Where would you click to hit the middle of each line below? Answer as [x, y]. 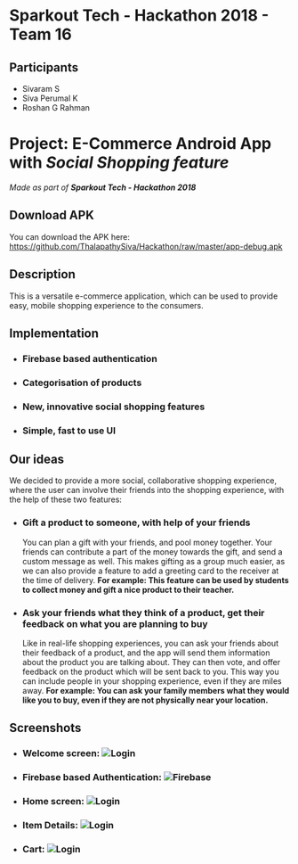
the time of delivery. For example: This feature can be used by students [155, 580]
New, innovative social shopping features [113, 407]
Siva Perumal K [50, 98]
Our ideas [37, 460]
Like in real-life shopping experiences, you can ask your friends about [150, 644]
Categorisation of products [82, 383]
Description [42, 274]
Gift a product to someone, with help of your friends [136, 523]
